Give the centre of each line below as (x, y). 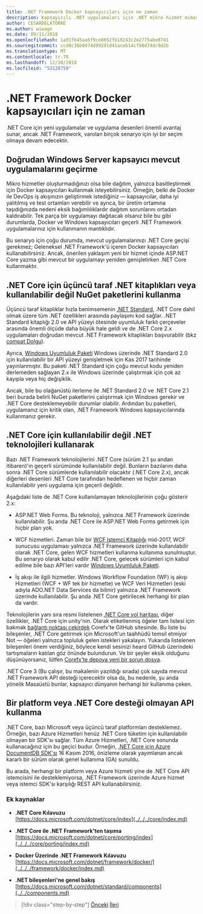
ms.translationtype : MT (36, 51)
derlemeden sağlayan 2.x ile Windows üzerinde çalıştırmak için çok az (94, 372)
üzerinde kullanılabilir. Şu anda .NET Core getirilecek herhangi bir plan (102, 596)
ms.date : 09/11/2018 (32, 35)
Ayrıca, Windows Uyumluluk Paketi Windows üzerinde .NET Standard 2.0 (97, 353)
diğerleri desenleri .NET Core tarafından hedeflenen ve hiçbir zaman (91, 478)
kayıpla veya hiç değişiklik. (39, 378)
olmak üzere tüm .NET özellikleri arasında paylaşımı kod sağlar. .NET (91, 315)
